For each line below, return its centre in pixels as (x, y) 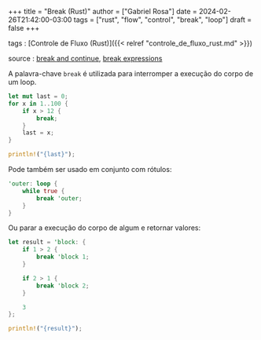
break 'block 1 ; (63, 257)
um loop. (22, 82)
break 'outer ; (59, 198)
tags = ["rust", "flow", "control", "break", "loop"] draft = (163, 20)
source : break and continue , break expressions (85, 58)
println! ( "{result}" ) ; (45, 329)
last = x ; (39, 133)
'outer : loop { (33, 184)
